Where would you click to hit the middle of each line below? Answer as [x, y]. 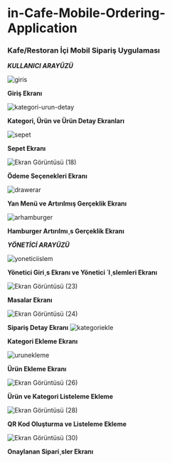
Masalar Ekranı [30, 300]
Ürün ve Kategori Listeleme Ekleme [60, 397]
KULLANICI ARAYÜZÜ [40, 66]
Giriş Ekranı [25, 93]
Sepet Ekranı [27, 149]
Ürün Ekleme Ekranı [37, 369]
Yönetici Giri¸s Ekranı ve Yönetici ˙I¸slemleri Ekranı [82, 272]
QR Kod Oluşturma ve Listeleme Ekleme [67, 424]
